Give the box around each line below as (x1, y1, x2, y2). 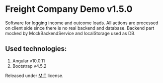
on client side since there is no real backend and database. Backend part (5, 25, 155, 31)
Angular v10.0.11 (12, 58, 45, 64)
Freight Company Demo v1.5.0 (5, 3, 133, 15)
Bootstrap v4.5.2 (12, 63, 47, 69)
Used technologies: (5, 44, 67, 53)
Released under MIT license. (5, 73, 64, 79)
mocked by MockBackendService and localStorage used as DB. (5, 30, 136, 36)
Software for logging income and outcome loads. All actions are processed (5, 20, 159, 26)
